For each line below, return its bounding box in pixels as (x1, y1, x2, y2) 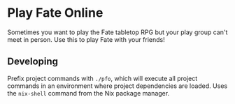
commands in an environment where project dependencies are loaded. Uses (7, 82, 228, 90)
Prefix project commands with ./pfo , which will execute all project (7, 74, 198, 82)
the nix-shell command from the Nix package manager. (7, 89, 170, 97)
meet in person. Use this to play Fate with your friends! (7, 35, 166, 43)
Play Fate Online (7, 5, 104, 21)
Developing (7, 56, 58, 68)
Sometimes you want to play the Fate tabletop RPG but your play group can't (7, 28, 228, 36)
